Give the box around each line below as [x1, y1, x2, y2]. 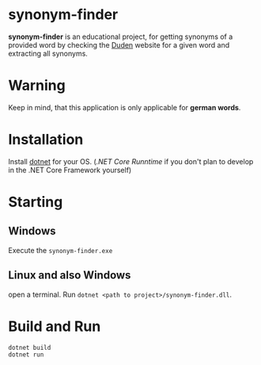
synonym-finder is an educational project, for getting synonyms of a [8, 32, 233, 41]
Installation [8, 131, 84, 148]
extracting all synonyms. [8, 48, 89, 58]
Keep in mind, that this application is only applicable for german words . [8, 102, 241, 112]
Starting [8, 193, 63, 211]
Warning [8, 77, 66, 94]
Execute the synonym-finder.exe [8, 245, 113, 255]
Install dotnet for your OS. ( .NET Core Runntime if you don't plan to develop [8, 156, 254, 166]
